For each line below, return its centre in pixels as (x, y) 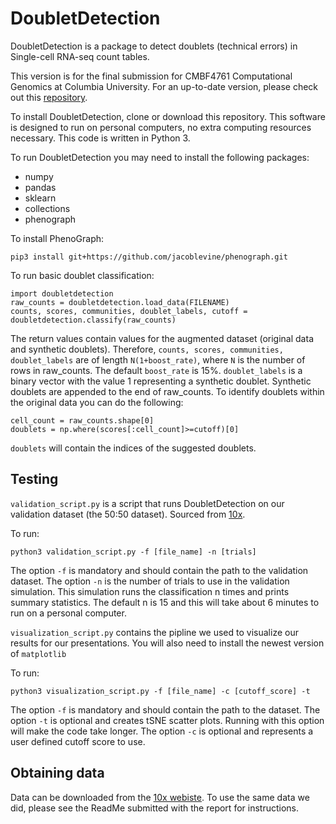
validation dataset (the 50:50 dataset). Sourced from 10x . (128, 514)
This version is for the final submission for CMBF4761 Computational (151, 76)
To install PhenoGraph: (57, 238)
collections (47, 208)
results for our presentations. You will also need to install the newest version (167, 643)
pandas (40, 187)
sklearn (40, 198)
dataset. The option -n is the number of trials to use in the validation (150, 581)
